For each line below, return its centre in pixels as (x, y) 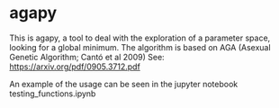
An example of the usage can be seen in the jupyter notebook (124, 84)
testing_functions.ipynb (53, 94)
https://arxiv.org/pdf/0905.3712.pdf (75, 67)
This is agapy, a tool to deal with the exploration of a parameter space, (140, 38)
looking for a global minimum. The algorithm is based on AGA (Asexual (140, 47)
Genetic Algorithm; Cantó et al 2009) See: (87, 57)
